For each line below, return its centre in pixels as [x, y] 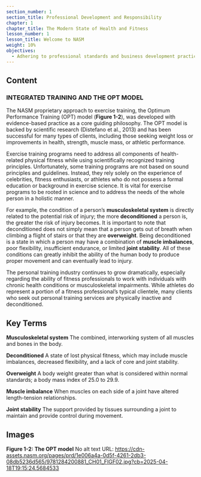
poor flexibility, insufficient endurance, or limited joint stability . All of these [98, 248]
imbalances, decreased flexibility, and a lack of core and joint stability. [93, 362]
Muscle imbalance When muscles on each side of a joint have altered [92, 391]
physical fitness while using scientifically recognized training [100, 160]
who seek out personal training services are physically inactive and [89, 298]
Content [22, 80]
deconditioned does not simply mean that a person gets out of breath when [99, 229]
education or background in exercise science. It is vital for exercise [89, 186]
